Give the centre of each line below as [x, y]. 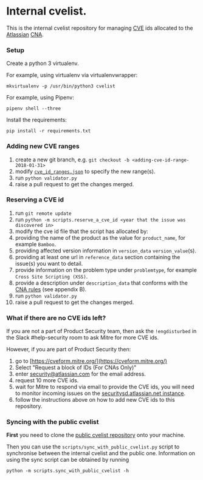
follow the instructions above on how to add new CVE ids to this [95, 400]
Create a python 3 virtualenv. [43, 63]
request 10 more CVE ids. [47, 380]
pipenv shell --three [34, 109]
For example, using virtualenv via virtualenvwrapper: [72, 75]
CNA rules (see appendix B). [51, 289]
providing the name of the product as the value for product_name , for [100, 237]
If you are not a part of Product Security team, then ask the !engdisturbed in [101, 331]
